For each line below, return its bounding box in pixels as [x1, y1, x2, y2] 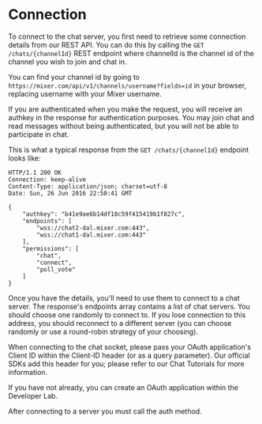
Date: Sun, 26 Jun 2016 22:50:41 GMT [8, 189, 133, 197]
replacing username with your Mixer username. [8, 89, 162, 98]
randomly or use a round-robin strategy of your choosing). [8, 327, 199, 336]
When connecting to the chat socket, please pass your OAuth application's [8, 342, 251, 351]
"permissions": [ [22, 244, 80, 252]
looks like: [8, 153, 41, 163]
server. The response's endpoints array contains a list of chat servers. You [8, 301, 251, 311]
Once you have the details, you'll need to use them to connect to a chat [8, 293, 240, 302]
